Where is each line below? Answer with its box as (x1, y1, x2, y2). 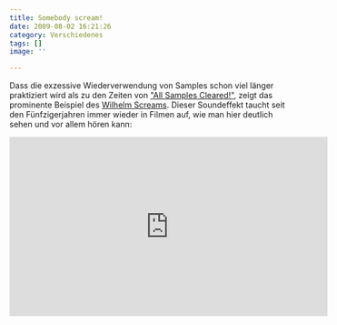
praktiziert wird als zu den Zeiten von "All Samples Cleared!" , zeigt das (9, 90, 273, 101)
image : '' (9, 47, 47, 56)
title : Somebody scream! (9, 13, 104, 23)
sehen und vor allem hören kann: (9, 119, 133, 130)
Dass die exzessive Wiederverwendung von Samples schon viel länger (9, 80, 274, 91)
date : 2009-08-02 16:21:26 (9, 22, 112, 31)
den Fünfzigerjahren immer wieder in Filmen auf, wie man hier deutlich (9, 109, 273, 120)
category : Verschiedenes (9, 30, 104, 39)
